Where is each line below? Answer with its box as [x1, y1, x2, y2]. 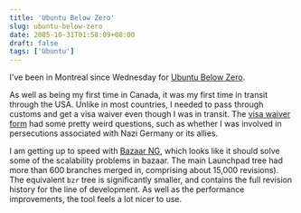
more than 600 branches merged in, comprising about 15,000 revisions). [9, 165, 279, 176]
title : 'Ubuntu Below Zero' [9, 13, 116, 23]
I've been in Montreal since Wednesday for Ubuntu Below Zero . [9, 72, 246, 82]
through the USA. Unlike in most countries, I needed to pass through [9, 99, 264, 110]
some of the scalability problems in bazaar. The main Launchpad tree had [9, 155, 283, 166]
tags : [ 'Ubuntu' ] [9, 47, 75, 56]
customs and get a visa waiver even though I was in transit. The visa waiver [9, 109, 291, 120]
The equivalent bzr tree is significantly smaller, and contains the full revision [9, 174, 292, 186]
